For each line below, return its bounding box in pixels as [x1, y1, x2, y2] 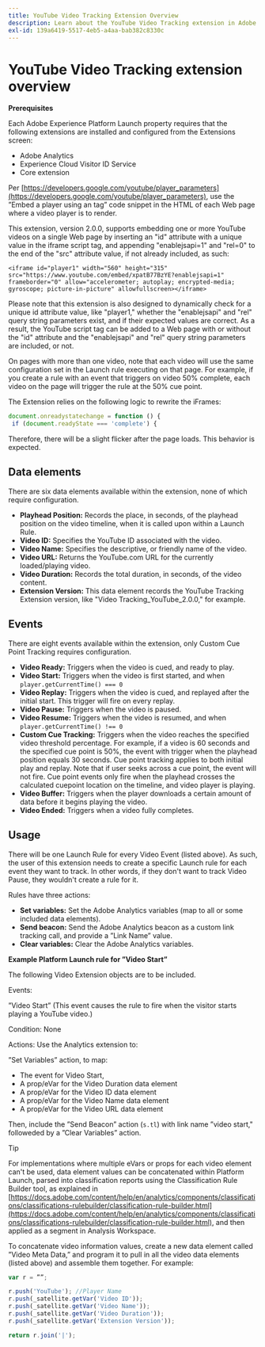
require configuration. [8, 494, 79, 504]
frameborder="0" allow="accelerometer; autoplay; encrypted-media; [8, 278, 236, 286]
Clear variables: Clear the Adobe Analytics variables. [19, 939, 194, 948]
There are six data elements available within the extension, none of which [8, 487, 248, 496]
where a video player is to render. [8, 208, 117, 218]
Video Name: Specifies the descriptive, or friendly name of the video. [19, 544, 248, 553]
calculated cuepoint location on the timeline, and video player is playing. [19, 780, 256, 789]
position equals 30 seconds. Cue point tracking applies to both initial [19, 754, 244, 765]
